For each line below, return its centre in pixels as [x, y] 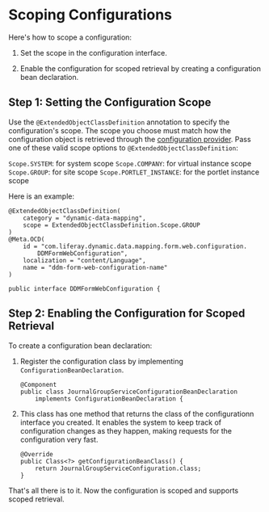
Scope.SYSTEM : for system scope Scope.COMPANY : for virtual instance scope [130, 163]
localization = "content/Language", [85, 260]
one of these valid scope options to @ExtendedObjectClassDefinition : [123, 148]
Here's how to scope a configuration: [70, 37]
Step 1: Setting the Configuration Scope [110, 103]
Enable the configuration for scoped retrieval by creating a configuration [140, 68]
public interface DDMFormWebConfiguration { [84, 288]
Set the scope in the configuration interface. [94, 52]
